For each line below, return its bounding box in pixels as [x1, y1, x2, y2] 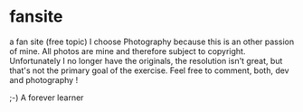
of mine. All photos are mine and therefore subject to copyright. [9, 45, 246, 56]
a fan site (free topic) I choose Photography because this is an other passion [9, 36, 295, 47]
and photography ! [9, 74, 79, 85]
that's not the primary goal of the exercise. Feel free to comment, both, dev [9, 65, 289, 76]
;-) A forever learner [9, 92, 84, 103]
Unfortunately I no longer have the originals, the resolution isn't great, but [9, 55, 283, 66]
